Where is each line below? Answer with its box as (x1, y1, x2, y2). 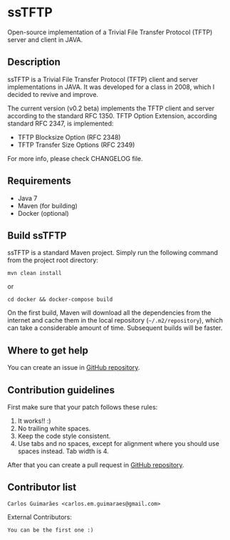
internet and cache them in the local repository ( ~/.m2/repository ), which (7, 316, 223, 325)
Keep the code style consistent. (17, 432, 111, 440)
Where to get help (7, 344, 89, 356)
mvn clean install (7, 270, 62, 277)
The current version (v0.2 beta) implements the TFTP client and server (7, 104, 215, 113)
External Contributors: (7, 512, 73, 521)
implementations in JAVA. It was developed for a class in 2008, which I (7, 83, 215, 91)
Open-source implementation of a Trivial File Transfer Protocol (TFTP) (7, 28, 213, 36)
